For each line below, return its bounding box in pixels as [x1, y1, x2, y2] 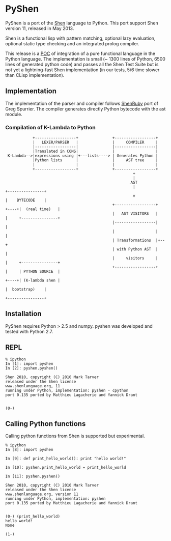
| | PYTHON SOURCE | [5, 269, 60, 274]
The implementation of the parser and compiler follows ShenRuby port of [5, 100, 159, 106]
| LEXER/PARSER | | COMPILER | [32, 140, 158, 145]
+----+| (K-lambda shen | [5, 278, 60, 283]
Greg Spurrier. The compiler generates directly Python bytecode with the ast [5, 105, 166, 112]
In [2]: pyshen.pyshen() [5, 365, 58, 371]
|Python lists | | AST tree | [32, 158, 158, 163]
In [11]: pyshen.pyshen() [5, 474, 60, 479]
